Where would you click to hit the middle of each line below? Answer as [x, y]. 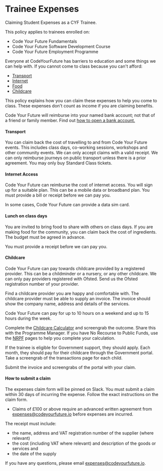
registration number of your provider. [42, 284]
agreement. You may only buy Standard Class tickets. [59, 163]
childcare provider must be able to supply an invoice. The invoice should [78, 298]
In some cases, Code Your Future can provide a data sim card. [67, 205]
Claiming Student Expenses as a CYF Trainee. [51, 22]
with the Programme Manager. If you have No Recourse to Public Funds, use [81, 333]
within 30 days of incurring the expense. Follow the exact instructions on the [82, 394]
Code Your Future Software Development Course [61, 46]
